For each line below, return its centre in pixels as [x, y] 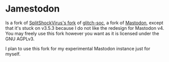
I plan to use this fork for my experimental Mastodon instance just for [78, 48]
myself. [13, 54]
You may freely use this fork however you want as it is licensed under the [82, 33]
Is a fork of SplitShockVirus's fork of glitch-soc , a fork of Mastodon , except [84, 23]
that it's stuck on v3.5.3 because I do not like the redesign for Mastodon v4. [85, 28]
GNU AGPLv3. [20, 39]
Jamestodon [32, 9]
